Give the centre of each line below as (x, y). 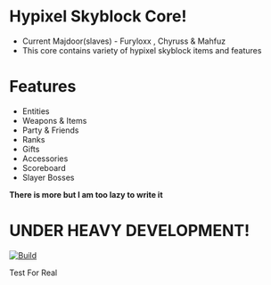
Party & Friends (50, 130)
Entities (36, 111)
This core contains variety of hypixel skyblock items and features (142, 50)
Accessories (45, 159)
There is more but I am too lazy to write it (86, 194)
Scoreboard (44, 167)
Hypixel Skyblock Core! (98, 16)
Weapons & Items (54, 120)
